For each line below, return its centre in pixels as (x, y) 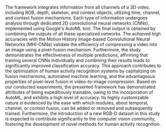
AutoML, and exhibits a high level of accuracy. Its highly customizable (77, 97)
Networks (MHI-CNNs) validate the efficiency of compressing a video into (81, 44)
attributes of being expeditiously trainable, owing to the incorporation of (79, 92)
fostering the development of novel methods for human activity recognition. (83, 124)
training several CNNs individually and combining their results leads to (77, 60)
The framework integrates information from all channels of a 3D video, (77, 7)
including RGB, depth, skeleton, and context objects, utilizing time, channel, (83, 12)
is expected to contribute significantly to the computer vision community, (80, 119)
